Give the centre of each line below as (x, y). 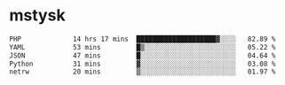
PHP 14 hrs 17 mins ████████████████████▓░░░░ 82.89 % (142, 39)
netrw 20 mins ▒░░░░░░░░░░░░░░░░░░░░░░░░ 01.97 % (142, 72)
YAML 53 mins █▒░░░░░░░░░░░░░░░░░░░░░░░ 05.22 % (142, 47)
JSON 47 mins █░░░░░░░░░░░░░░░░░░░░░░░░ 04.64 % (142, 55)
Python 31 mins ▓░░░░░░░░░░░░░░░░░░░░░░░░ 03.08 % (142, 64)
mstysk (37, 15)
